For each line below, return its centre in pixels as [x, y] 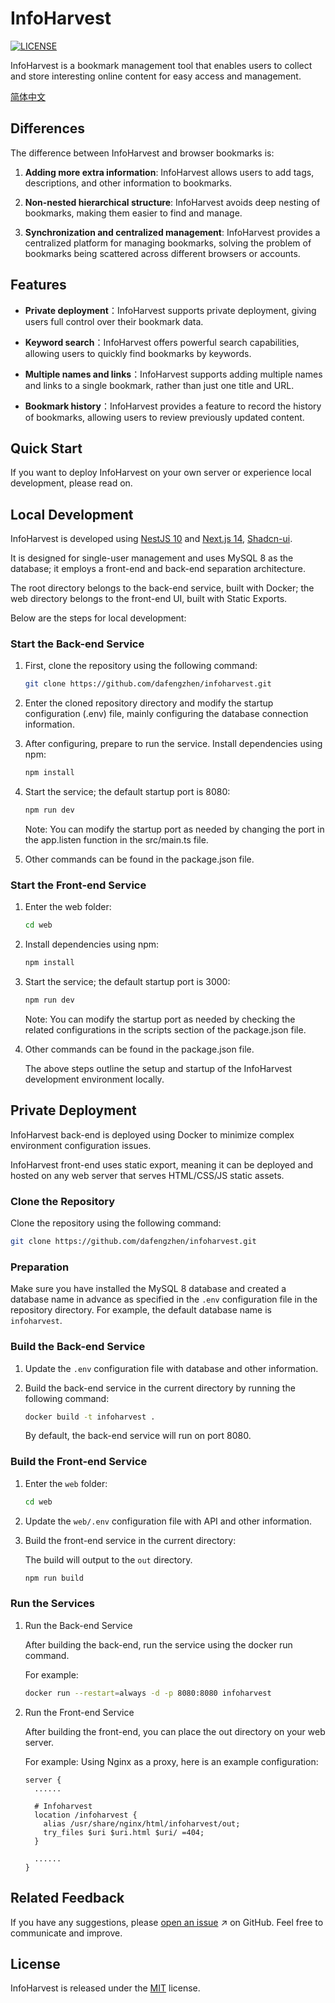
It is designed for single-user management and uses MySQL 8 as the [152, 558]
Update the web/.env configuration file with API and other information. [168, 1521]
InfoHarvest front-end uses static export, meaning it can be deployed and [162, 1164]
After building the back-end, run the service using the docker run [158, 1644]
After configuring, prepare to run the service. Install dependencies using [173, 744]
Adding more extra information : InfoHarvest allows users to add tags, [169, 172]
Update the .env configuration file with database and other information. [171, 1368]
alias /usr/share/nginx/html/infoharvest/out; [142, 1823]
